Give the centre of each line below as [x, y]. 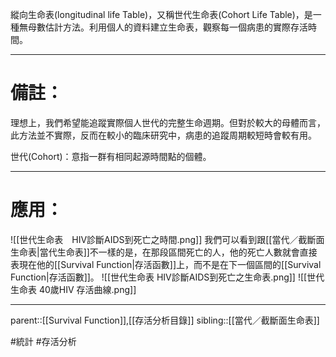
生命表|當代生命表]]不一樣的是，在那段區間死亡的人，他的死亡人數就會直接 [164, 252]
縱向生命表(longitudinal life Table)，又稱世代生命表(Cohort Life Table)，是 [161, 14]
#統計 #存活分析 [43, 341]
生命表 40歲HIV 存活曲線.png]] [73, 289]
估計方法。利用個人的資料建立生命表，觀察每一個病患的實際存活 [176, 27]
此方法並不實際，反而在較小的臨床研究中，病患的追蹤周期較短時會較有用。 [163, 135]
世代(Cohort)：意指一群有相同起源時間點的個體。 [111, 156]
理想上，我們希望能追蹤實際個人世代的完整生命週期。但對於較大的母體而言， [168, 122]
